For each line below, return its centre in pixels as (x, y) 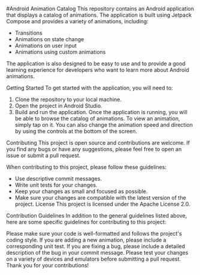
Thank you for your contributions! (48, 265)
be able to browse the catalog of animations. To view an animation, (98, 118)
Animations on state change (49, 39)
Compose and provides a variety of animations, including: (77, 21)
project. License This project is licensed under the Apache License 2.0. (102, 204)
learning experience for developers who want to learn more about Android (98, 70)
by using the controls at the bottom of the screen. (76, 131)
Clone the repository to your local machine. (68, 99)
